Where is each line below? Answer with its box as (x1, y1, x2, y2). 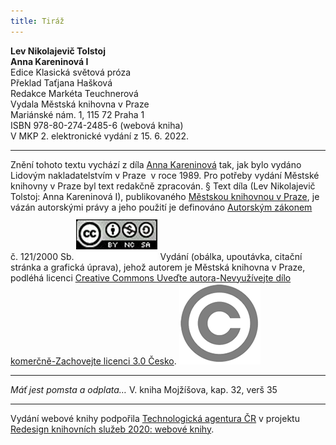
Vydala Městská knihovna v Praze (10, 98, 150, 110)
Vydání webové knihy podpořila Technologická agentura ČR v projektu (10, 412, 300, 424)
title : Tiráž (10, 16, 65, 26)
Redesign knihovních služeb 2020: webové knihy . (10, 423, 215, 435)
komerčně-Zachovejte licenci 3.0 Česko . (10, 355, 177, 367)
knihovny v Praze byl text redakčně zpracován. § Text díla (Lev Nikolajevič (10, 180, 316, 192)
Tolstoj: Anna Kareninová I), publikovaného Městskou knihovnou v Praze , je (10, 190, 320, 202)
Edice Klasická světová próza (10, 66, 132, 78)
